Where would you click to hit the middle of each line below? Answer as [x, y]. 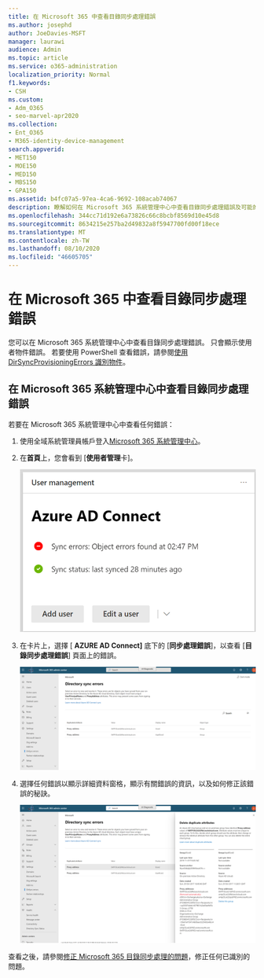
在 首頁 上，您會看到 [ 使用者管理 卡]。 [78, 458]
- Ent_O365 [26, 133]
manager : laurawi [37, 42]
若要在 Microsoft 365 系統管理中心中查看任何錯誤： [91, 424]
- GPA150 [22, 191]
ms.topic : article [38, 58]
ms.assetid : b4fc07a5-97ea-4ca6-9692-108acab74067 [93, 199]
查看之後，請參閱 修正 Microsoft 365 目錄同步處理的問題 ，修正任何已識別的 [129, 956]
